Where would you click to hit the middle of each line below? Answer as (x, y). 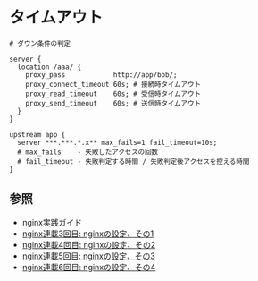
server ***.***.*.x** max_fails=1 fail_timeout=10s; (117, 142)
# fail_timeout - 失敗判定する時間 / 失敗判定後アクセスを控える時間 (133, 161)
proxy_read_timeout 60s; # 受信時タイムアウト (113, 94)
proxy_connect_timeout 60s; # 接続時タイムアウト (113, 84)
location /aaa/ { (50, 67)
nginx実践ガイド (52, 222)
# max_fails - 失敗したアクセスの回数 (88, 152)
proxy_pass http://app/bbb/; (101, 75)
